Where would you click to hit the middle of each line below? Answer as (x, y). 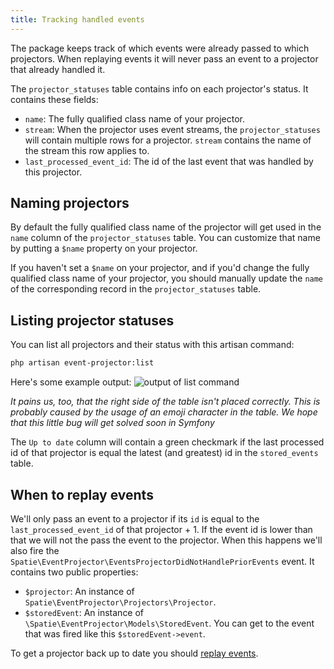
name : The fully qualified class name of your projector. (134, 118)
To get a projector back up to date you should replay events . (134, 653)
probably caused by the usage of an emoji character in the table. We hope (164, 412)
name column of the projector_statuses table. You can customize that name (165, 238)
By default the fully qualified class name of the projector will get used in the (166, 227)
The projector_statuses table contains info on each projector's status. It (159, 88)
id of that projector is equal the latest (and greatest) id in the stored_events (164, 453)
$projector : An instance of (79, 591)
